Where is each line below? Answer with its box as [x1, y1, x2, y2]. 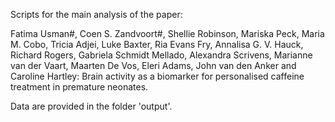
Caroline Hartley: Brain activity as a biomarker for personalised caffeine [10, 70, 305, 82]
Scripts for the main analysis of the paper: [10, 9, 183, 20]
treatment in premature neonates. [10, 81, 149, 93]
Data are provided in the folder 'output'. [10, 100, 173, 112]
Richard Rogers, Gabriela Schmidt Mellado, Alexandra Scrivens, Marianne [10, 49, 313, 61]
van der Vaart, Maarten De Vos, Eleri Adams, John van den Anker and [10, 60, 297, 71]
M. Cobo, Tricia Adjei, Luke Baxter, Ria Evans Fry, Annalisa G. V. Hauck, [10, 39, 304, 50]
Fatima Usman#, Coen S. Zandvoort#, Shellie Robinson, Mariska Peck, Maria [10, 28, 325, 39]
